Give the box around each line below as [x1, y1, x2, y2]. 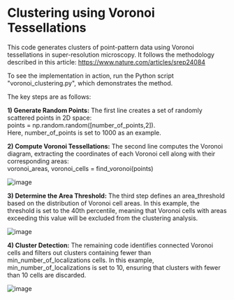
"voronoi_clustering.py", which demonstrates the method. [7, 79, 173, 87]
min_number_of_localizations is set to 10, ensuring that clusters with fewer [7, 263, 221, 271]
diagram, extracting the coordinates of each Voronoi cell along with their [7, 149, 216, 158]
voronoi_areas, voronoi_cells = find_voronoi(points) [7, 164, 154, 172]
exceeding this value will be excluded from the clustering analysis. [7, 214, 198, 222]
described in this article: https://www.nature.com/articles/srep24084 [7, 57, 206, 66]
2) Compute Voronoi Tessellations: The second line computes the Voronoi [7, 142, 224, 150]
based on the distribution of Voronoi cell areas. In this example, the [7, 198, 200, 207]
